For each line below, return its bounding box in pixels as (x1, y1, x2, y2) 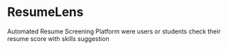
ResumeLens (7, 4, 84, 20)
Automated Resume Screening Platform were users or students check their (7, 27, 221, 35)
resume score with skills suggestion (7, 34, 109, 42)
